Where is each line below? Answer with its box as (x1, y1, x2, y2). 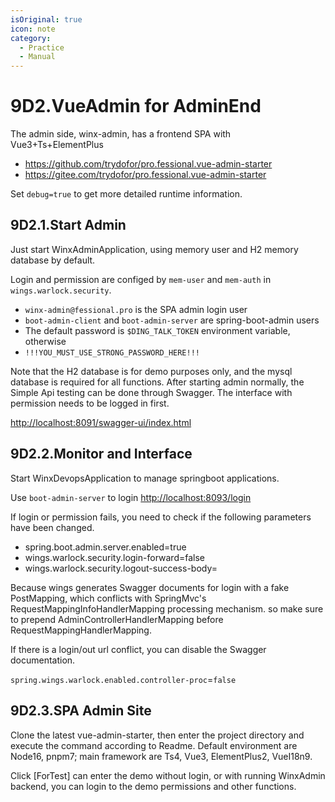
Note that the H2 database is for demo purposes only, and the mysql (10, 365, 293, 377)
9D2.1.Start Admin (10, 217, 127, 234)
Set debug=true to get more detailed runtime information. (10, 188, 243, 200)
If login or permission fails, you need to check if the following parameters (10, 511, 312, 523)
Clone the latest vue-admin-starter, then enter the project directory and (10, 729, 305, 741)
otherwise (24, 335, 67, 347)
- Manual (19, 52, 56, 62)
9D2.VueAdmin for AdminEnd (10, 95, 262, 118)
